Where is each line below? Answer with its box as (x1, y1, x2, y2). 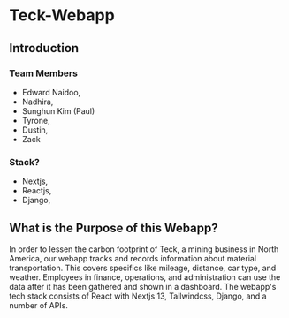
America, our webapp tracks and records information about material (9, 253, 257, 263)
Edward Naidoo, (21, 87, 81, 97)
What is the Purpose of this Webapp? (9, 220, 218, 235)
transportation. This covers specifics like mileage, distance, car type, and (9, 262, 277, 273)
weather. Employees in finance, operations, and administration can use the (9, 271, 281, 283)
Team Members (9, 67, 78, 79)
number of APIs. (9, 299, 69, 310)
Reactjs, (21, 185, 52, 196)
